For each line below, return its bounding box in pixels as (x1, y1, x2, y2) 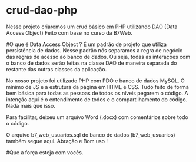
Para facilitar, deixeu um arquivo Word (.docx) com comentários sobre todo (6, 113, 188, 121)
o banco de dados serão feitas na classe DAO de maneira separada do (6, 59, 178, 67)
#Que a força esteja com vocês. (6, 148, 84, 156)
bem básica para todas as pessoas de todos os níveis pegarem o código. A (6, 90, 188, 97)
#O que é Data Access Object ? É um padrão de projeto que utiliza (6, 41, 167, 48)
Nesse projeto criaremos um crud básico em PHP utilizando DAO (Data (6, 23, 178, 30)
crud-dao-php (6, 4, 78, 17)
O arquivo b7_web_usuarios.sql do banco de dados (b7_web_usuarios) (6, 131, 175, 138)
